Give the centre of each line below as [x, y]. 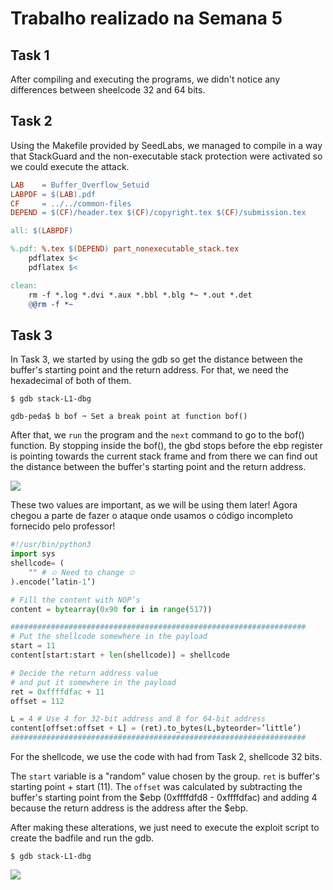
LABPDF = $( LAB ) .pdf [53, 194]
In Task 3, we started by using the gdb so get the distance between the [157, 359]
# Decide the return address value [84, 673]
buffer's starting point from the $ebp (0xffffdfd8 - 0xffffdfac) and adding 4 [164, 797]
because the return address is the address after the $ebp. [129, 808]
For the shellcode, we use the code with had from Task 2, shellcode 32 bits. [166, 756]
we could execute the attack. [70, 166]
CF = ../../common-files [71, 203]
